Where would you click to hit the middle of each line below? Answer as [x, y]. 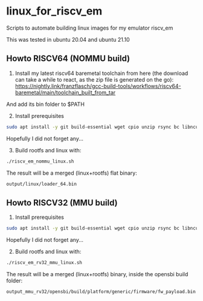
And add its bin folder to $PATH [45, 104]
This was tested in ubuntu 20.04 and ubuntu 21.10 [68, 39]
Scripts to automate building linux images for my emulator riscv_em [90, 28]
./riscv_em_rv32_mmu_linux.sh [44, 263]
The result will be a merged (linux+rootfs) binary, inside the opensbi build [97, 274]
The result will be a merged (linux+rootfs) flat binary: [72, 173]
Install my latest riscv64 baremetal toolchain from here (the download [101, 73]
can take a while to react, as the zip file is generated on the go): [94, 79]
